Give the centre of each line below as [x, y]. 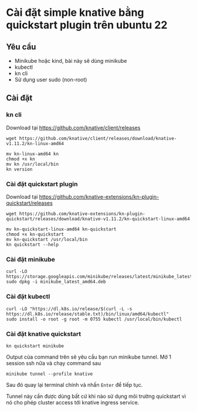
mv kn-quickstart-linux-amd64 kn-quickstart [61, 229]
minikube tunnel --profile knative [50, 374]
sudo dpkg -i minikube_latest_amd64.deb [56, 282]
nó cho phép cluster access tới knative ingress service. [73, 402]
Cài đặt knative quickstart [44, 334]
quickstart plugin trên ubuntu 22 [87, 25]
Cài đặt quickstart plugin [42, 184]
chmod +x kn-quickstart [35, 234]
